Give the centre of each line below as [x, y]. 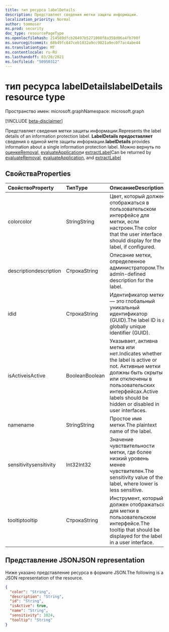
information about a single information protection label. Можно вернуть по [83, 147]
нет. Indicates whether [136, 353]
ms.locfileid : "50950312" [32, 62]
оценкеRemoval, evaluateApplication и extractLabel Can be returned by [78, 153]
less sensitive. [126, 490]
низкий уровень [130, 458]
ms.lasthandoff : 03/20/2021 [35, 57]
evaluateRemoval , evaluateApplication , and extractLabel [63, 158]
